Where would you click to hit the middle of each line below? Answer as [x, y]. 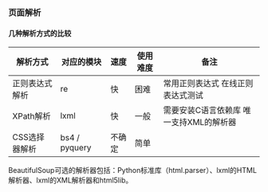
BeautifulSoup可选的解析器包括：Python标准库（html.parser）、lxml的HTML [133, 170]
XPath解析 [32, 116]
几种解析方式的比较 [40, 33]
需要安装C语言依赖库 [202, 111]
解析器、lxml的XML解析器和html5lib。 [71, 180]
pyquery [76, 147]
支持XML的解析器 [204, 123]
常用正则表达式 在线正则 [208, 84]
